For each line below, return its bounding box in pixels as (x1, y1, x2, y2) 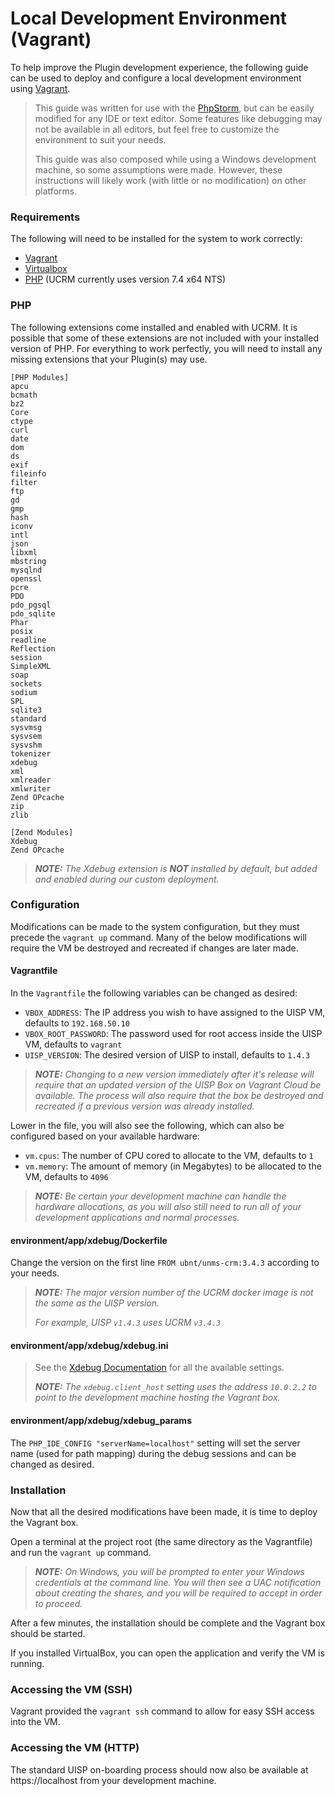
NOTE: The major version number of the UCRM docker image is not (34, 1287, 314, 1299)
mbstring (10, 556, 47, 566)
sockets (10, 678, 43, 689)
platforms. (34, 185, 78, 197)
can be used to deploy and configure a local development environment (10, 72, 302, 84)
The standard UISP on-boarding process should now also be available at (10, 1763, 309, 1776)
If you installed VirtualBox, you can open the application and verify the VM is (10, 1647, 325, 1659)
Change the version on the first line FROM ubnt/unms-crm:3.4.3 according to (10, 1257, 320, 1269)
